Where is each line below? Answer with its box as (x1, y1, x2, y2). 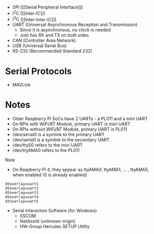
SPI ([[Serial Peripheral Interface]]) (12, 4, 83, 10)
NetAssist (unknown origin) (19, 218, 76, 224)
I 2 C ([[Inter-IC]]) (12, 9, 46, 16)
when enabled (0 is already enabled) (12, 172, 88, 178)
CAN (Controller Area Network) (12, 37, 76, 44)
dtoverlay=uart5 (5, 199, 39, 204)
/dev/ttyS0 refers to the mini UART (12, 142, 83, 148)
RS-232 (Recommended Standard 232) (12, 48, 93, 54)
